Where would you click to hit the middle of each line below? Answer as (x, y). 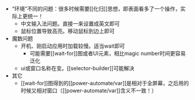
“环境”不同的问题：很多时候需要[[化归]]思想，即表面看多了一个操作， (96, 9)
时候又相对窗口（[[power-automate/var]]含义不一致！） (89, 90)
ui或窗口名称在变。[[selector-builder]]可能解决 (78, 68)
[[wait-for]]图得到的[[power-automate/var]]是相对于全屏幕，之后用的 (105, 83)
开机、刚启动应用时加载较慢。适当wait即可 (73, 46)
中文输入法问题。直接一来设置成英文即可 (70, 24)
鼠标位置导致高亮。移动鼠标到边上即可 (67, 31)
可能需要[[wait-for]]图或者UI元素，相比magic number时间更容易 (108, 53)
